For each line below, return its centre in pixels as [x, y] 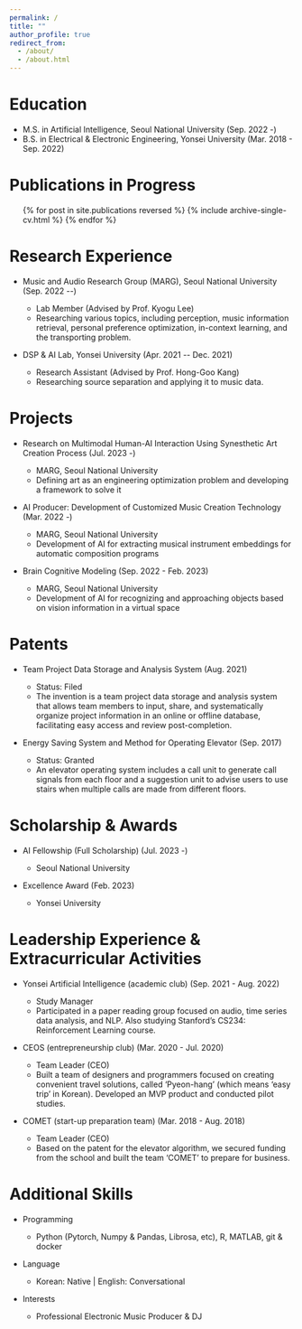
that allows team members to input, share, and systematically [150, 706]
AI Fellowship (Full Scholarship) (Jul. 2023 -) [105, 850]
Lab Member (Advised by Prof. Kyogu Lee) [115, 308]
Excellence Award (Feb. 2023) [78, 885]
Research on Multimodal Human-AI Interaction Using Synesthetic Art [150, 443]
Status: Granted [65, 760]
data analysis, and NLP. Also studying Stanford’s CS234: [141, 1020]
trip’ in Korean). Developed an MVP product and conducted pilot [155, 1093]
